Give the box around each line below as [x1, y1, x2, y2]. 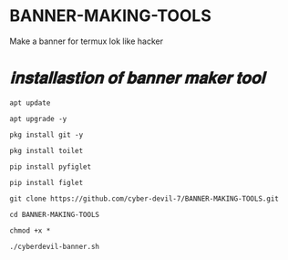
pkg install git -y [9, 130, 84, 140]
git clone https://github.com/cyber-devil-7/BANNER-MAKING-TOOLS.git [9, 193, 280, 203]
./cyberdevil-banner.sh [9, 242, 100, 251]
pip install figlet [9, 178, 84, 187]
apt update [9, 98, 51, 108]
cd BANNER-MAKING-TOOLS [9, 210, 100, 219]
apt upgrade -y [9, 114, 67, 123]
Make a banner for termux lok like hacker [9, 36, 164, 47]
